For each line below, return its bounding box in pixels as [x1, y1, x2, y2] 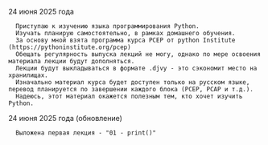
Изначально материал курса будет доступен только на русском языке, [15, 79, 250, 87]
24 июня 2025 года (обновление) [8, 114, 123, 123]
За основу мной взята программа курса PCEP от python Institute [15, 36, 236, 44]
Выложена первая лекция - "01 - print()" [15, 129, 157, 137]
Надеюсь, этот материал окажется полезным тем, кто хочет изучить [15, 92, 243, 100]
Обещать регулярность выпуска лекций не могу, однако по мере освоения [15, 50, 262, 58]
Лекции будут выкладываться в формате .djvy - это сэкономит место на [15, 64, 258, 72]
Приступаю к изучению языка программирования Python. [15, 22, 200, 30]
